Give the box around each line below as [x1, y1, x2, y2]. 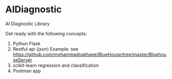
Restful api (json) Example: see [12, 46, 79, 52]
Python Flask [12, 40, 41, 47]
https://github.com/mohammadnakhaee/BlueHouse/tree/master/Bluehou [12, 51, 167, 57]
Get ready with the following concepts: [5, 30, 87, 36]
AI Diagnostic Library [5, 21, 50, 27]
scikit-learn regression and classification [12, 62, 99, 68]
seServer [12, 56, 32, 63]
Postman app [12, 68, 41, 74]
